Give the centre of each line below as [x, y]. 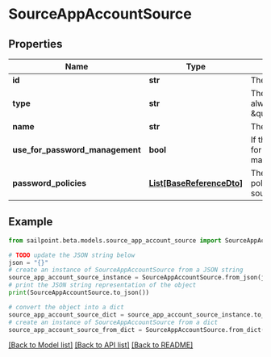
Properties [35, 44]
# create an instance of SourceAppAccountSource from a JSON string [126, 270]
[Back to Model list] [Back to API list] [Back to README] [101, 345]
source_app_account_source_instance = [73, 278]
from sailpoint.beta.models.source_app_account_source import [115, 240]
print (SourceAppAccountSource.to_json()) [79, 293]
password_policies [50, 183]
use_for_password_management [77, 150]
